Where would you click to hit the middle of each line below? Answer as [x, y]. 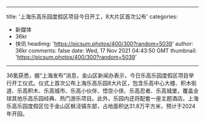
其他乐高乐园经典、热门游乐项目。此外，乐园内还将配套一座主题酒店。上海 [105, 98]
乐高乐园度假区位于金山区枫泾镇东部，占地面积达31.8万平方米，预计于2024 [101, 106]
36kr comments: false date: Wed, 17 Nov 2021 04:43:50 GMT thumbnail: [106, 50]
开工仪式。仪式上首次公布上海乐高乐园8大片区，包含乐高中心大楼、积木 [101, 83]
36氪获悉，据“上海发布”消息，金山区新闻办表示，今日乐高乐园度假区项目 [98, 75]
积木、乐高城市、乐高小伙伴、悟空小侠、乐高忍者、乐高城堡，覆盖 [110, 91]
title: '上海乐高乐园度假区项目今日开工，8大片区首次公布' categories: [92, 17]
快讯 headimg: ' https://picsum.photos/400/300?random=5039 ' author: [104, 44]
